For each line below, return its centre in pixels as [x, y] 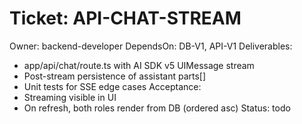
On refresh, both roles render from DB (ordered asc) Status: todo [157, 108]
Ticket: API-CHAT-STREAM [125, 18]
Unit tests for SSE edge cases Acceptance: [112, 86]
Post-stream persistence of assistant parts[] [115, 76]
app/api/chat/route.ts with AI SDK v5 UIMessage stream [139, 65]
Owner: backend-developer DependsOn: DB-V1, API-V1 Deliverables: [151, 46]
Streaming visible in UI [70, 97]
